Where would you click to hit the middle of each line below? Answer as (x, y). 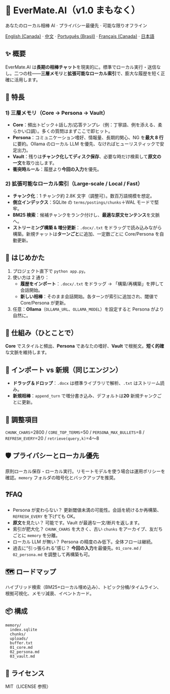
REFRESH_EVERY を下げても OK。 (45, 516)
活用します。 (27, 80)
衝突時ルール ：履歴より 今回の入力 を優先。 (57, 169)
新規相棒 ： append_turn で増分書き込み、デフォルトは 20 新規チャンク (85, 396)
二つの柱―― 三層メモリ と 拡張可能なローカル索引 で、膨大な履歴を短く (87, 73)
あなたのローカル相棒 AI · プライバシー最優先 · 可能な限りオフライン (76, 25)
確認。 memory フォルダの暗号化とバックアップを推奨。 (62, 477)
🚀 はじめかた (25, 258)
